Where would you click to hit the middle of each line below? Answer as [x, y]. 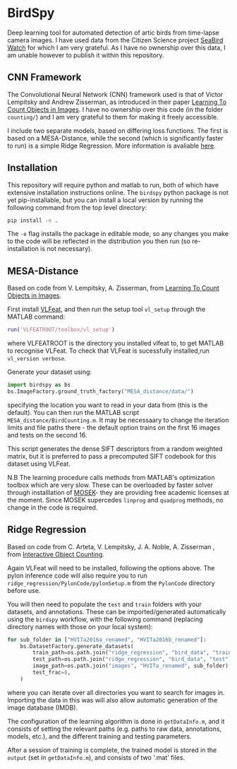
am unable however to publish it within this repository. [86, 55]
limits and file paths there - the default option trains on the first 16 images [114, 427]
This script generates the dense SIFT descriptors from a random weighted [115, 448]
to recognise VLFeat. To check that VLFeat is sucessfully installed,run [109, 351]
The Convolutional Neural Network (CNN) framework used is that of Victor [115, 94]
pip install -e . [33, 221]
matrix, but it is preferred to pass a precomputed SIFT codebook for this [112, 456]
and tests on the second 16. [47, 435]
